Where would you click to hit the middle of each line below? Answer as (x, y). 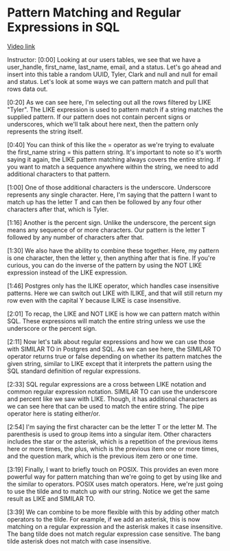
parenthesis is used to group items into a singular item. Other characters (109, 434)
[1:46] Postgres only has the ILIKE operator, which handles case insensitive (113, 285)
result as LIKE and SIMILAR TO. (51, 498)
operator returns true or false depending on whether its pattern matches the (115, 356)
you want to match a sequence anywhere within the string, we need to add (113, 166)
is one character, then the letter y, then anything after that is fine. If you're (112, 258)
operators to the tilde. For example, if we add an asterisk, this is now (104, 519)
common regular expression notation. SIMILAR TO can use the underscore (112, 391)
